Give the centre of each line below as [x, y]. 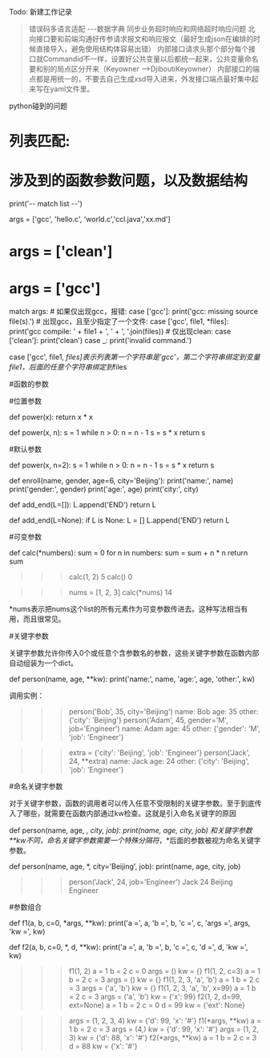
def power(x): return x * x [51, 417]
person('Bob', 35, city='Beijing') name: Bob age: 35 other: [163, 712]
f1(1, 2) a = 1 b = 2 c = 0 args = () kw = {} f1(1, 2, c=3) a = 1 [165, 971]
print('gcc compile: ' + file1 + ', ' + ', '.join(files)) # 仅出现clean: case [120, 332]
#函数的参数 [29, 384]
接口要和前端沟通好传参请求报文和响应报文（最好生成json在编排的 [145, 39]
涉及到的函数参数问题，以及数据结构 [129, 181]
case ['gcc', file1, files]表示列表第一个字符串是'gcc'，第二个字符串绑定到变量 [135, 357]
